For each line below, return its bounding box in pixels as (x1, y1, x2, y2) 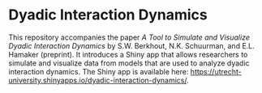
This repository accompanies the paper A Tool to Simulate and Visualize (8, 32, 250, 42)
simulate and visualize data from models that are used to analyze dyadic (8, 58, 250, 68)
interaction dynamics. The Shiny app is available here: (8, 66, 189, 76)
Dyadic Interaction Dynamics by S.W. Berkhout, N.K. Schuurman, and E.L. (8, 40, 256, 50)
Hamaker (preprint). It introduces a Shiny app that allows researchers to (8, 49, 248, 59)
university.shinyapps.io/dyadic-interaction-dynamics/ (8, 75, 187, 85)
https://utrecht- (190, 66, 242, 76)
